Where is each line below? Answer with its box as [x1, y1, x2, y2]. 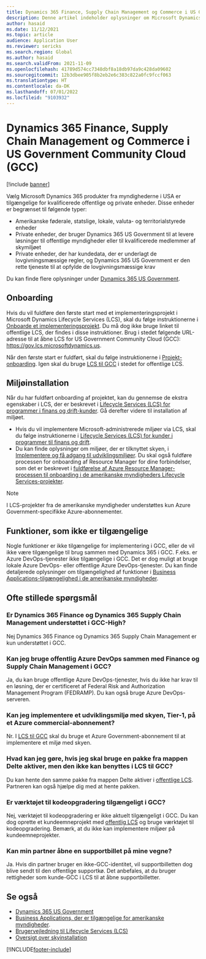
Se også [6, 891, 38, 902]
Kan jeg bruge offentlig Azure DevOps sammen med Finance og [6, 654, 200, 663]
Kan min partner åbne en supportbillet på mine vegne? [6, 847, 172, 855]
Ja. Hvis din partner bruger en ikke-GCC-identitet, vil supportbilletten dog [6, 861, 193, 868]
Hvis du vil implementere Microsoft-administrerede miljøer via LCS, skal [15, 425, 196, 433]
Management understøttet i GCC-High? [6, 618, 126, 627]
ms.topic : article [6, 32, 53, 38]
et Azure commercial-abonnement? [6, 719, 115, 728]
